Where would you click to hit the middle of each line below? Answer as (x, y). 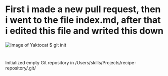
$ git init (58, 45)
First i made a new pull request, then (83, 9)
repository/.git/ (21, 68)
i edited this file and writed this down (84, 31)
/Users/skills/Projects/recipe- (106, 63)
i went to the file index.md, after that (83, 20)
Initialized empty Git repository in (40, 63)
